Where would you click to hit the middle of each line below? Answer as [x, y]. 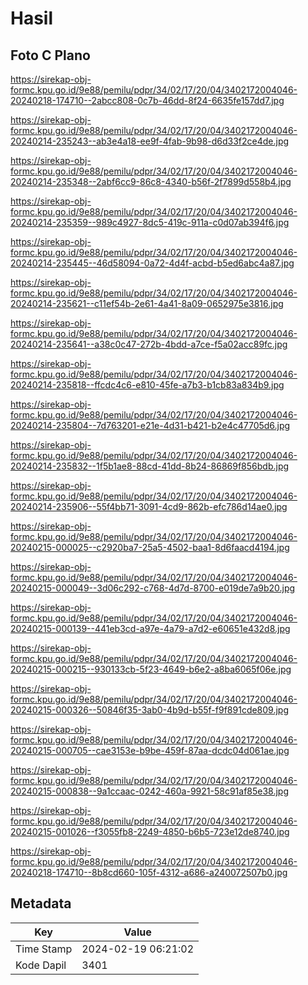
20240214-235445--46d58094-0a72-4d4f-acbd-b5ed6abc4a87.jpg [152, 263]
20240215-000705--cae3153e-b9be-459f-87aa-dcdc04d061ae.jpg [150, 750]
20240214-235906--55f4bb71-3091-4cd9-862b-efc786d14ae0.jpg [149, 506]
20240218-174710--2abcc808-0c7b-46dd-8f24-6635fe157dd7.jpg [147, 100]
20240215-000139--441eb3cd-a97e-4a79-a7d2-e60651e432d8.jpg [150, 628]
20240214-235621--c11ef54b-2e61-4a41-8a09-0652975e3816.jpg [147, 303]
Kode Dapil [41, 965]
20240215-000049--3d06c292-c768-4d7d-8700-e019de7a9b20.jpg [153, 588]
